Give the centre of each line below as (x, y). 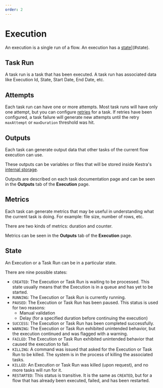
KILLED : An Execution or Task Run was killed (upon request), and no (80, 365)
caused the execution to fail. (41, 344)
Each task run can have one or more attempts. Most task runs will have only (81, 107)
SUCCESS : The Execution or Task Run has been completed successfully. (83, 323)
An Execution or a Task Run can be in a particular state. (61, 263)
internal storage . (22, 170)
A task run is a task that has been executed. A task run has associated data (81, 74)
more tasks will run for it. (37, 370)
